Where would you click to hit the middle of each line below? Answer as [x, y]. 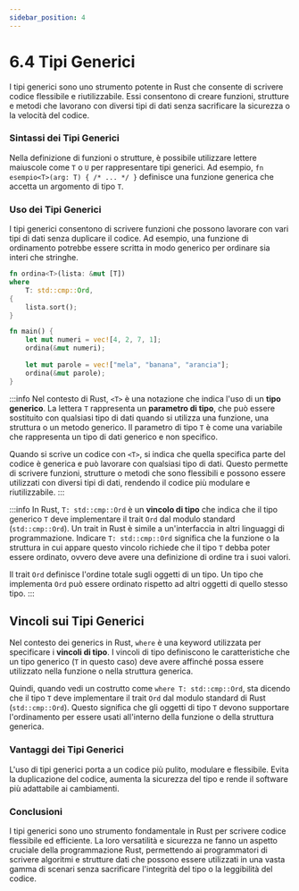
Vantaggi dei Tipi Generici [66, 750]
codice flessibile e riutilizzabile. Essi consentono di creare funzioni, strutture [149, 96]
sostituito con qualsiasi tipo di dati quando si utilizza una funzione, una [139, 418]
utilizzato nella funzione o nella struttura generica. [101, 671]
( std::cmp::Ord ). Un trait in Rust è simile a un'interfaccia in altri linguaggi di [147, 528]
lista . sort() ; [51, 307]
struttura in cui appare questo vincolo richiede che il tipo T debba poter [140, 547]
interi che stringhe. [44, 258]
